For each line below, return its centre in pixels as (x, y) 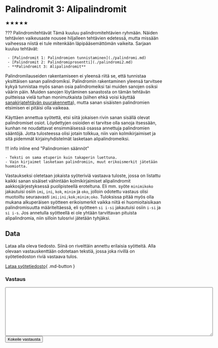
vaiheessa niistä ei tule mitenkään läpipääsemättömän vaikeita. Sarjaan (78, 43)
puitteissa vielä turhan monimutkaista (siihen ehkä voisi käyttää (70, 97)
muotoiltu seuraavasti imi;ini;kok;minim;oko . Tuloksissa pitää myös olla (79, 196)
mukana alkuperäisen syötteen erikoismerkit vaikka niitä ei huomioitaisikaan (83, 202)
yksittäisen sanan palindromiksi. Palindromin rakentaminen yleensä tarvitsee (84, 81)
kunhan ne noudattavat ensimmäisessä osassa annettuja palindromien (77, 128)
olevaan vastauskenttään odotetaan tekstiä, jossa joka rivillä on (70, 251)
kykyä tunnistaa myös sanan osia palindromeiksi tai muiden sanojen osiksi (81, 86)
